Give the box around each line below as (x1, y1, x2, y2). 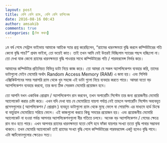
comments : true (5, 26, 37, 31)
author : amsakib (5, 21, 39, 26)
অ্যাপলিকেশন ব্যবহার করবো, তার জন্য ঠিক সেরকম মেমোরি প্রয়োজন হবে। (5, 82, 107, 88)
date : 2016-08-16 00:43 (5, 16, 55, 21)
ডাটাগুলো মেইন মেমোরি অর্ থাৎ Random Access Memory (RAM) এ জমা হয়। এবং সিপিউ (5, 71, 148, 77)
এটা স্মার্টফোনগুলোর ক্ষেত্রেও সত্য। (5, 132, 53, 137)
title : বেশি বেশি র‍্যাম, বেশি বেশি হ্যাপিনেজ (5, 12, 70, 17)
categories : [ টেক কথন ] (5, 30, 49, 35)
